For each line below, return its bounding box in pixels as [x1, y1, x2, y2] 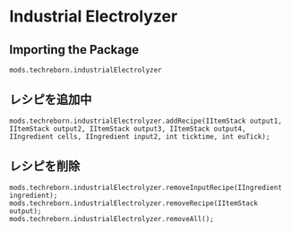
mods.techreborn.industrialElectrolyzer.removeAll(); [9, 214, 215, 223]
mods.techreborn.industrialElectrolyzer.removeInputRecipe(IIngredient [9, 183, 282, 192]
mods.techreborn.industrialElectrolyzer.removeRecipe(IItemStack [9, 199, 258, 208]
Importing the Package [9, 42, 140, 57]
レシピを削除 [9, 159, 81, 174]
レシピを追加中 [9, 92, 92, 107]
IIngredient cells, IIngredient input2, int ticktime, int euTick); [9, 132, 270, 141]
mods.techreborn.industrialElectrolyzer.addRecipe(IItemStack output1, [9, 116, 282, 125]
